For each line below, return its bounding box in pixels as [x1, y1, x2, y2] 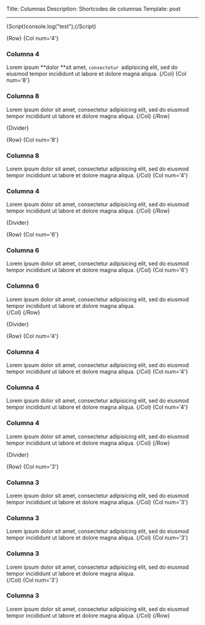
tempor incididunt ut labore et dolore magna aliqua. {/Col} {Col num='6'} [6, 266, 189, 274]
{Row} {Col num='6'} [6, 231, 59, 238]
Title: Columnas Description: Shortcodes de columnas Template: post [6, 5, 181, 12]
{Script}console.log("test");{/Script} [6, 23, 96, 30]
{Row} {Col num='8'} [6, 136, 59, 143]
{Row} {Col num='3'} [6, 462, 59, 470]
